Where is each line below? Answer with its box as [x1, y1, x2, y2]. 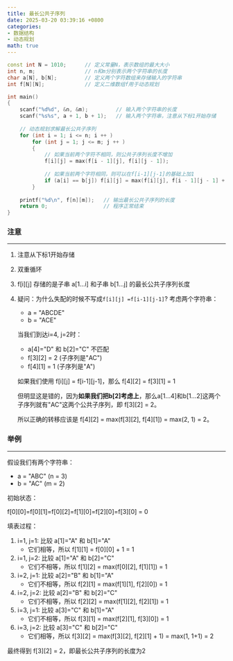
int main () [7, 93, 39, 101]
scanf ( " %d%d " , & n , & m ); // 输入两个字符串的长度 [19, 106, 178, 113]
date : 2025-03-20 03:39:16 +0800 [7, 17, 104, 24]
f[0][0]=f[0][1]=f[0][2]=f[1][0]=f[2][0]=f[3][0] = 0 [7, 507, 148, 515]
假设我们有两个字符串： [7, 458, 74, 466]
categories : [7, 23, 42, 30]
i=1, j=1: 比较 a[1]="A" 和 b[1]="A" [17, 536, 111, 544]
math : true [7, 42, 39, 49]
